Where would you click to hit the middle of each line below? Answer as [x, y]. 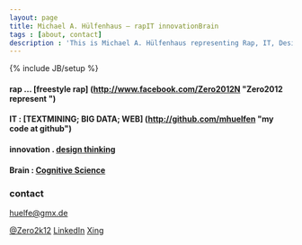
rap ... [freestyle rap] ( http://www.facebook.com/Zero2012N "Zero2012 [146, 89]
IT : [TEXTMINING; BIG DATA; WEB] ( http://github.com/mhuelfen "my [142, 119]
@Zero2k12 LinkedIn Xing [57, 230]
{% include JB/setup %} [54, 68]
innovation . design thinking [62, 150]
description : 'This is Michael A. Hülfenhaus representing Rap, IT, [142, 43]
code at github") [40, 129]
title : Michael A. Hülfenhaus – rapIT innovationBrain [114, 26]
